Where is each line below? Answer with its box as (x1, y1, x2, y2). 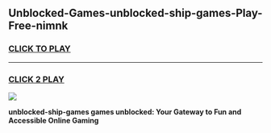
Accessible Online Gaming (8, 115, 99, 125)
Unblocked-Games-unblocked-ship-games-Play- (8, 6, 263, 20)
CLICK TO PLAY (8, 44, 71, 55)
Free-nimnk (8, 19, 69, 33)
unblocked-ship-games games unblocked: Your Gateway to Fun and (8, 106, 242, 116)
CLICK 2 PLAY (8, 73, 65, 85)
